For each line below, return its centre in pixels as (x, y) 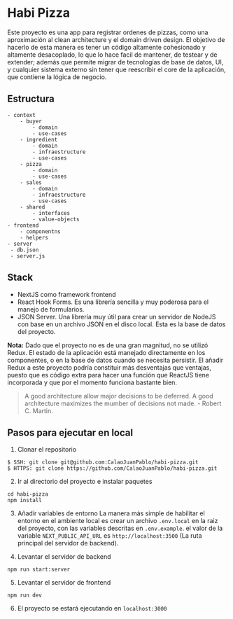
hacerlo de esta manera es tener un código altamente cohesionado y (107, 47)
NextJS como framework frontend (67, 294)
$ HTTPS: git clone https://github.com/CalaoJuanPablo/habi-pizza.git (112, 468)
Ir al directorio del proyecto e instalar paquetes (85, 482)
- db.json (24, 250)
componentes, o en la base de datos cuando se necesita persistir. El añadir (115, 360)
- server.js (28, 256)
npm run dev (24, 596)
